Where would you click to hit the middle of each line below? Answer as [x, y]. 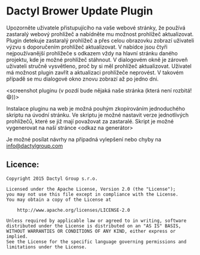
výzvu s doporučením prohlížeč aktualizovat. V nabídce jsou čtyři [87, 47]
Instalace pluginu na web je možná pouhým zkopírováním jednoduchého [95, 108]
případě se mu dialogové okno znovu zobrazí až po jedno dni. [83, 79]
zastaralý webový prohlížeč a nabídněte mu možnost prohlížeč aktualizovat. [100, 34]
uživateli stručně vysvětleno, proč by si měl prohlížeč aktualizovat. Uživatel [99, 66]
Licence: [23, 164]
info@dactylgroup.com [35, 146]
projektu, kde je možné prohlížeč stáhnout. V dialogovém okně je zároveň [97, 60]
